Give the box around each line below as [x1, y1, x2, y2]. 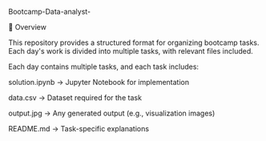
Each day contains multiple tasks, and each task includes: [8, 62, 199, 71]
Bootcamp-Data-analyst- [8, 7, 91, 16]
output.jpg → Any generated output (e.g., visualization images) [8, 108, 216, 118]
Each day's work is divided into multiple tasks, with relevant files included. [8, 46, 254, 55]
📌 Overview [8, 22, 46, 31]
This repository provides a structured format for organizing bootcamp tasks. [8, 38, 260, 47]
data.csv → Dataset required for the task [8, 93, 143, 103]
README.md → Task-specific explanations [8, 124, 150, 133]
